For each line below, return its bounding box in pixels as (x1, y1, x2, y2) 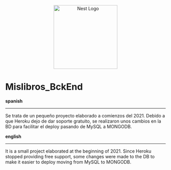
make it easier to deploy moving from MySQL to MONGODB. (5, 159, 131, 165)
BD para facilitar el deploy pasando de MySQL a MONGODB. (5, 123, 132, 130)
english (5, 133, 22, 139)
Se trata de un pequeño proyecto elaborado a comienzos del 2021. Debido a (5, 112, 165, 118)
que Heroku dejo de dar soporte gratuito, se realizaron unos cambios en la (5, 118, 161, 124)
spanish (5, 98, 23, 104)
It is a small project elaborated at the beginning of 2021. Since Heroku (5, 148, 152, 154)
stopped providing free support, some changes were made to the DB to (5, 153, 155, 159)
